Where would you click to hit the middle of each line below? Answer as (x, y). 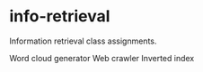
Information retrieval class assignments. (83, 41)
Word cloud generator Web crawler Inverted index (102, 58)
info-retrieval (60, 16)
